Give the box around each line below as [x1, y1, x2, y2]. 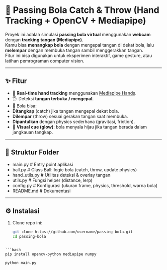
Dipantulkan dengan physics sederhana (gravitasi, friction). [12, 119, 135, 125]
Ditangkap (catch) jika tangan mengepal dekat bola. [12, 108, 119, 114]
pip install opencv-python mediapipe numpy [5, 252, 97, 257]
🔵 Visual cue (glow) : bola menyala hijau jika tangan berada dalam [12, 124, 147, 130]
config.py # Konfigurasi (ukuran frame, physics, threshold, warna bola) [12, 182, 158, 188]
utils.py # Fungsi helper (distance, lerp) [12, 177, 93, 183]
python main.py [5, 261, 37, 266]
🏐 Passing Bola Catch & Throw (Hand [5, 4, 160, 16]
